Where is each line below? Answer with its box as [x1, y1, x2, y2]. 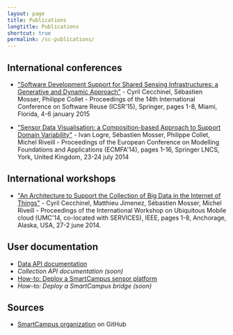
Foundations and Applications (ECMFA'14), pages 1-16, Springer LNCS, [17, 145, 220, 154]
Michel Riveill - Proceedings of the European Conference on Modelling [17, 138, 220, 146]
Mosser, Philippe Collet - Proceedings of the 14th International [17, 95, 196, 103]
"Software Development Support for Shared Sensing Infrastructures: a [17, 80, 219, 88]
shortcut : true [7, 29, 51, 37]
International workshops [7, 173, 116, 185]
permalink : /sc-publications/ [7, 36, 95, 43]
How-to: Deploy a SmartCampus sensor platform [17, 274, 158, 282]
